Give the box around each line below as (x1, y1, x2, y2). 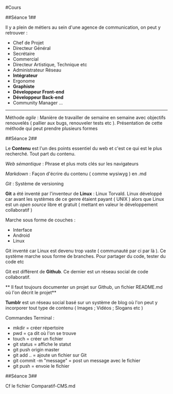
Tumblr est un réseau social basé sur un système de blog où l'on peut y (5, 299, 158, 305)
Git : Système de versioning (5, 181, 64, 186)
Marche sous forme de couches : (5, 217, 76, 223)
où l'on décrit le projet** (5, 290, 57, 295)
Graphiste (12, 83, 35, 89)
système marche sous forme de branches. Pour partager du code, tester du (5, 253, 166, 259)
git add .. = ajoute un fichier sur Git (12, 352, 87, 358)
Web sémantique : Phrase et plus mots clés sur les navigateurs (5, 161, 139, 166)
